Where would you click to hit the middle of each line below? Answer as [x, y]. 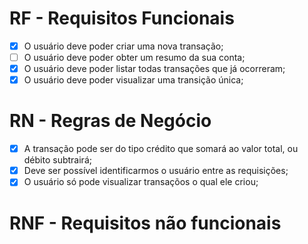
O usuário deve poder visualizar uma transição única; [133, 80]
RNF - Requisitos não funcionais [145, 223]
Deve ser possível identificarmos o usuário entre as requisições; [156, 171]
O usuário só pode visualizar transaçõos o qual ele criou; [141, 182]
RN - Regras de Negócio [110, 121]
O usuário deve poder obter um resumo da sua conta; [134, 57]
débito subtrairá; [57, 160]
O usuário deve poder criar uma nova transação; [123, 46]
